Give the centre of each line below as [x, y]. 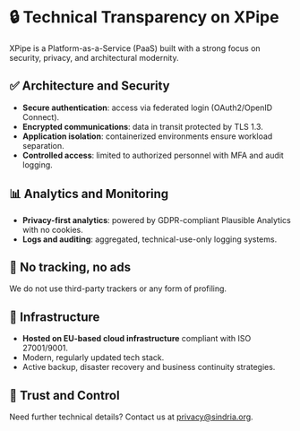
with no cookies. [52, 229]
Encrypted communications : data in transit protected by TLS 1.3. [143, 126]
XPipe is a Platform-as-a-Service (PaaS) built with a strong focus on [135, 48]
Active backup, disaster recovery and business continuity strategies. [149, 367]
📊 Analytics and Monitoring [89, 194]
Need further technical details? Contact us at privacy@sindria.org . [131, 417]
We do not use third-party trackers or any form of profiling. [118, 289]
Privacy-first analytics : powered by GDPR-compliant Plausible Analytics [156, 220]
